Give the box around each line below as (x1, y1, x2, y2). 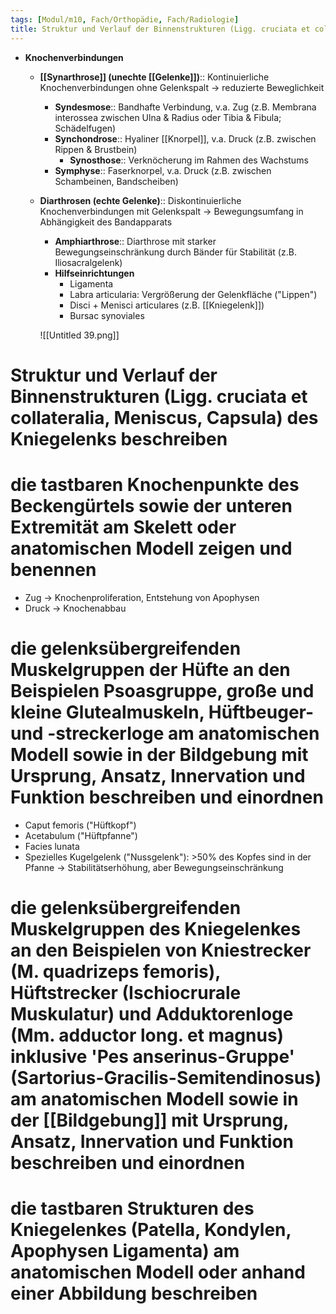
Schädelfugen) (54, 122, 117, 134)
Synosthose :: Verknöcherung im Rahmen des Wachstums (69, 154, 309, 166)
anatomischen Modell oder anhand (10, 1261, 306, 1283)
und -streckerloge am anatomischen (10, 722, 320, 745)
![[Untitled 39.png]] (39, 329, 120, 341)
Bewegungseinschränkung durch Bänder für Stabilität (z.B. (54, 246, 297, 258)
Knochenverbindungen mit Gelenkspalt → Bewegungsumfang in (39, 205, 304, 217)
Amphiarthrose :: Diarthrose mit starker (54, 235, 217, 247)
